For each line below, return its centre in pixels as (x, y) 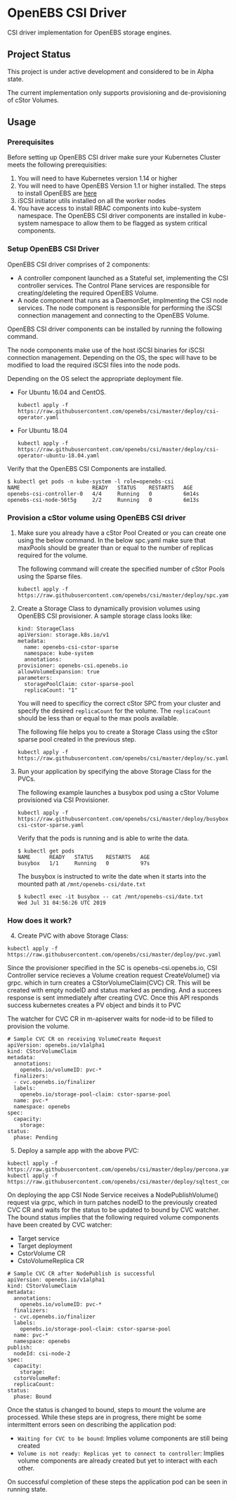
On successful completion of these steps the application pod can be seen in (117, 1482)
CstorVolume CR (41, 1253)
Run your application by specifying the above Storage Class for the (114, 772)
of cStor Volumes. (33, 100)
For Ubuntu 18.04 (42, 430)
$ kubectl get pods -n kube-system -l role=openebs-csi (91, 481)
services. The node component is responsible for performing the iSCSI (120, 308)
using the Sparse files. (50, 576)
